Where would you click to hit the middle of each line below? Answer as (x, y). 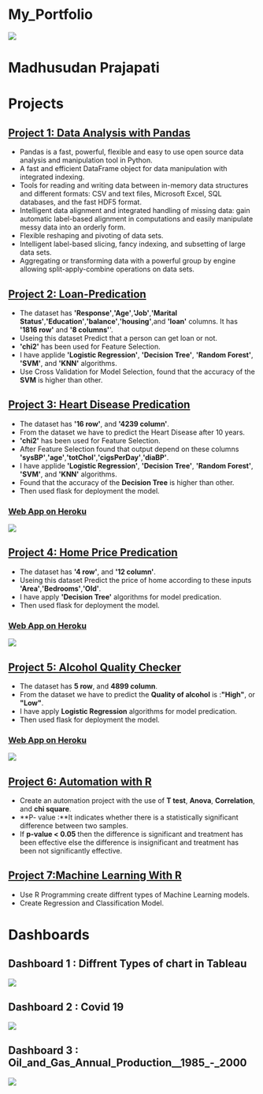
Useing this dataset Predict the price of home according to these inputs (135, 580)
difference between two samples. (74, 826)
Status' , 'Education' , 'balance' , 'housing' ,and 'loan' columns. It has (129, 321)
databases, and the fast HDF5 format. (80, 202)
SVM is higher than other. (61, 379)
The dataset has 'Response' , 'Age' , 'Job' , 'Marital (98, 312)
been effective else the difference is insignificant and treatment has (129, 842)
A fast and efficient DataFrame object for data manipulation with (123, 169)
